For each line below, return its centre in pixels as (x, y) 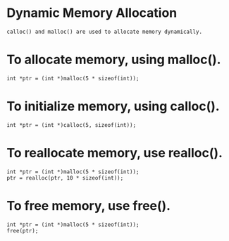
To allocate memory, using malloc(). (114, 60)
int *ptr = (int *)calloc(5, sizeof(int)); (72, 125)
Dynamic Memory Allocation (92, 13)
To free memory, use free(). (88, 205)
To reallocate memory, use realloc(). (115, 153)
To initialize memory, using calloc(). (113, 106)
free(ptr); (23, 230)
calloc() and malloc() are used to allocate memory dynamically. (104, 32)
